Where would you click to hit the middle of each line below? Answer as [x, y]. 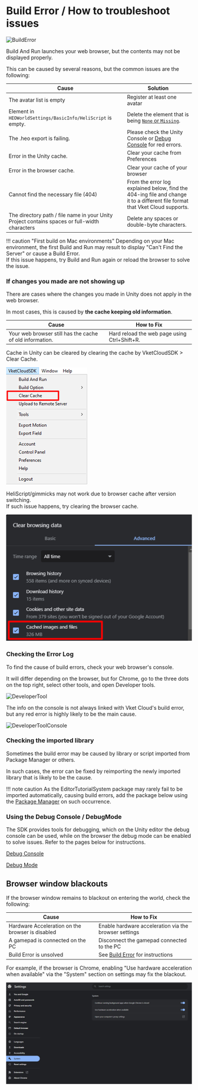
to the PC [110, 947]
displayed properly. [29, 57]
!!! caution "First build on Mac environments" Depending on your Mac [90, 241]
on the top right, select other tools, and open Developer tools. [81, 685]
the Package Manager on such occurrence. [59, 801]
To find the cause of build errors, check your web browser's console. [90, 667]
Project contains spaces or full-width [54, 221]
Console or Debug [149, 138]
